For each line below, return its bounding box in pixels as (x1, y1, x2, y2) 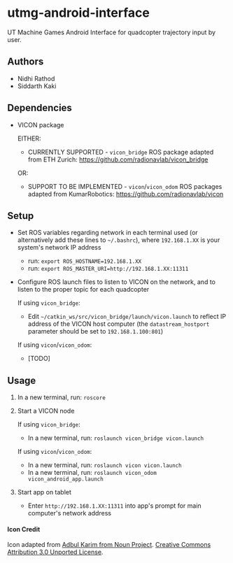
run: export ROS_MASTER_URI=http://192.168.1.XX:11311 (27, 264, 189, 273)
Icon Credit (7, 525, 41, 533)
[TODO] (27, 355, 50, 363)
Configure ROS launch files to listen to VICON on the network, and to (17, 278, 216, 286)
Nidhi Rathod (17, 74, 55, 83)
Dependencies (7, 102, 72, 114)
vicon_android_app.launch (27, 476, 104, 483)
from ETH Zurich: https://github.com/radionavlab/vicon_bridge (27, 155, 209, 164)
